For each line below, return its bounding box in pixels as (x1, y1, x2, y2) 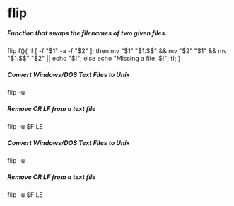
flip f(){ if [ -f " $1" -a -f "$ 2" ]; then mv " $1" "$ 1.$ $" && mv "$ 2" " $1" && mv (7, 47, 228, 55)
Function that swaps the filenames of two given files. (7, 28, 168, 37)
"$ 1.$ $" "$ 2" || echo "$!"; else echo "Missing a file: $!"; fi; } (7, 55, 182, 63)
